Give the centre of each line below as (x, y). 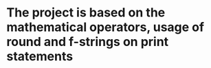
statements (40, 57)
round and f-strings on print (88, 42)
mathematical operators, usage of (105, 27)
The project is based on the (86, 13)
